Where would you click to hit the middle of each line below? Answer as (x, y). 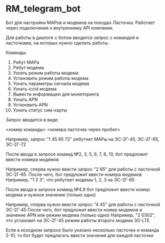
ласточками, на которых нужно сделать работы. (57, 42)
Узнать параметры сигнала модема (51, 83)
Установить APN (30, 104)
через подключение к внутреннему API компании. (60, 27)
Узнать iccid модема (35, 88)
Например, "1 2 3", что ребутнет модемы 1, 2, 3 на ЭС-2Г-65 (70, 179)
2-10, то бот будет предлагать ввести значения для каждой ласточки (80, 235)
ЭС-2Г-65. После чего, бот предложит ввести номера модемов (74, 174)
